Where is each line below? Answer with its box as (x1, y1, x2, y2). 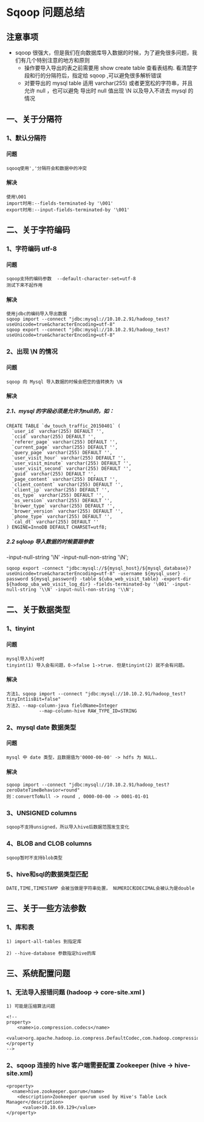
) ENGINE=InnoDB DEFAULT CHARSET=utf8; (6, 524, 107, 530)
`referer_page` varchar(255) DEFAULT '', (12, 439, 118, 445)
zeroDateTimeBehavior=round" (6, 787, 80, 793)
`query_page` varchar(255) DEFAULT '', (12, 450, 113, 456)
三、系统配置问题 (6, 969, 70, 979)
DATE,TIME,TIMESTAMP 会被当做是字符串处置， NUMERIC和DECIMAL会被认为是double (6, 885, 195, 892)
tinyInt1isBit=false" (6, 696, 61, 702)
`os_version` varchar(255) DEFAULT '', (12, 497, 113, 504)
